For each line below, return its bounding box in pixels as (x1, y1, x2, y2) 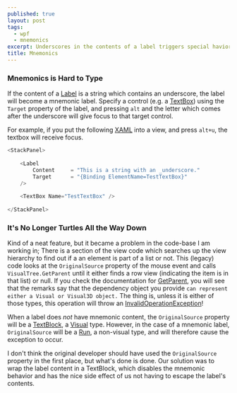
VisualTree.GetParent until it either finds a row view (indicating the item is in (7, 269, 229, 278)
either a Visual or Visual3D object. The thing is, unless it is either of (7, 292, 214, 300)
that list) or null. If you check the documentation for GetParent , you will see (7, 277, 225, 285)
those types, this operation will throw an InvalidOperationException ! (7, 299, 204, 308)
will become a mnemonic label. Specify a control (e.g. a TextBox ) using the (7, 97, 224, 106)
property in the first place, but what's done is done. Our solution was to (7, 357, 215, 365)
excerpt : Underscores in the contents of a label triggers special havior (7, 43, 232, 50)
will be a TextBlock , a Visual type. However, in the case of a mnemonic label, (7, 320, 230, 329)
